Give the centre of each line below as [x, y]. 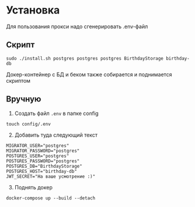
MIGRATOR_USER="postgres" [37, 145]
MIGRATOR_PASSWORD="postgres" [43, 151]
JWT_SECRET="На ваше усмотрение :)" [51, 177]
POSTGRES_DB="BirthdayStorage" [44, 166]
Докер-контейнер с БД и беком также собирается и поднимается [89, 74]
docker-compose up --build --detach [51, 198]
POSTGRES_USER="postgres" [37, 156]
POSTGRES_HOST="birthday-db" [42, 171]
